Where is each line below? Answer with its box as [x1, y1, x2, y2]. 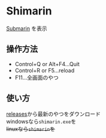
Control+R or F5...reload [14, 67, 75, 74]
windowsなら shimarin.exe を [6, 118, 77, 125]
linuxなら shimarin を [6, 125, 56, 133]
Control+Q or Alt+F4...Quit [14, 60, 80, 67]
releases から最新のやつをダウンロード [6, 110, 101, 118]
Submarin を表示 [6, 25, 47, 32]
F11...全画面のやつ [14, 74, 59, 81]
